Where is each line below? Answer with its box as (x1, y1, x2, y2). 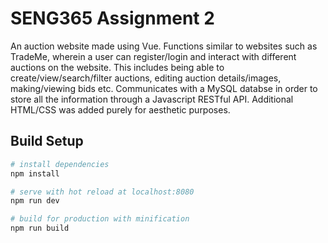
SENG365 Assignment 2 (10, 7, 215, 30)
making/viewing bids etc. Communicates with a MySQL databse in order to (10, 82, 318, 94)
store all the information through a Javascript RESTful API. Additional (10, 93, 294, 105)
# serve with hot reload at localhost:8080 (10, 187, 195, 197)
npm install (10, 168, 60, 179)
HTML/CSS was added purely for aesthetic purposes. (10, 103, 231, 116)
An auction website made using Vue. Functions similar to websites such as (10, 40, 318, 52)
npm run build (10, 223, 70, 234)
